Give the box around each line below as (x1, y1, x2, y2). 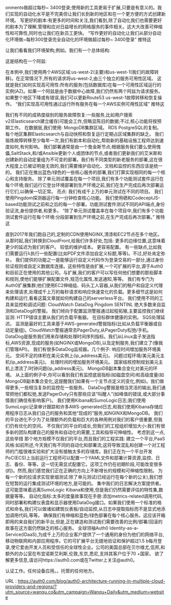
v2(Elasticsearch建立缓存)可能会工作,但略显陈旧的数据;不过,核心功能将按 (5, 118, 157, 124)
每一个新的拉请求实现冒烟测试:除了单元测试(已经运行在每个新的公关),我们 (5, 474, 159, 480)
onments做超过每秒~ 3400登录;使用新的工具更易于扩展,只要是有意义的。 (5, 5, 158, 10)
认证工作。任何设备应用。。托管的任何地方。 (5, 568, 97, 574)
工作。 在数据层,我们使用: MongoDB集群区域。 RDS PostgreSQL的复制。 (9, 125, 161, 130)
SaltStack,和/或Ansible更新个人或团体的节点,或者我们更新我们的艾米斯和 (11, 150, 162, 156)
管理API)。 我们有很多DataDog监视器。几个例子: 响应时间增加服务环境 (9, 346, 157, 352)
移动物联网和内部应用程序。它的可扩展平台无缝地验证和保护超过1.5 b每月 (5, 538, 158, 544)
